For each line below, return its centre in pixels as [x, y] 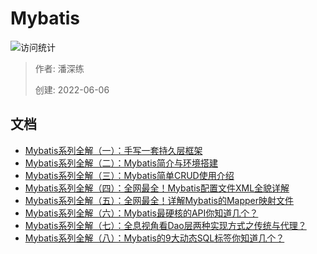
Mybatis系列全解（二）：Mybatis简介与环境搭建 [121, 163]
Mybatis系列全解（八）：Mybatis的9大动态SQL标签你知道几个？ [154, 238]
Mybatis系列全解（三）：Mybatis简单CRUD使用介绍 [129, 175]
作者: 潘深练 [59, 68]
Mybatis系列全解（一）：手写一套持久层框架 [113, 150]
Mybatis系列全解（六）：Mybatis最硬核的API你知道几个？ [141, 213]
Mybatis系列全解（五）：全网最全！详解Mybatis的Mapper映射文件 [159, 200]
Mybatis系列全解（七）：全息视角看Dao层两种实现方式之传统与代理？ [165, 225]
